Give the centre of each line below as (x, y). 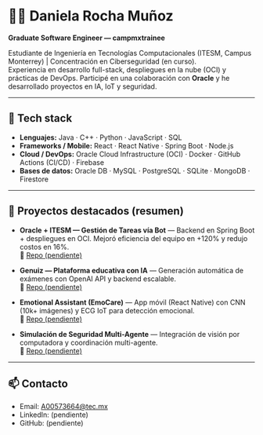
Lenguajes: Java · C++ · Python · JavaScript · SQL (101, 137)
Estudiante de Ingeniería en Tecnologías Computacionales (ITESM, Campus (130, 53)
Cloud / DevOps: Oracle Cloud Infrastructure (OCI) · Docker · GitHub (130, 154)
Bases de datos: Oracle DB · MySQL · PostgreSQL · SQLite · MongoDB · (135, 170)
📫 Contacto (38, 384)
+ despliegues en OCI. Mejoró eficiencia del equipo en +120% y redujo (133, 238)
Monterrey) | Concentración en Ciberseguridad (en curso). (103, 61)
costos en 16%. (44, 247)
